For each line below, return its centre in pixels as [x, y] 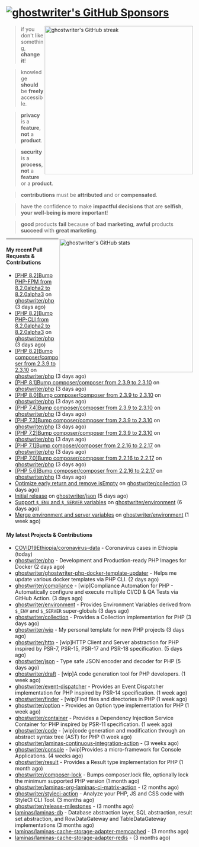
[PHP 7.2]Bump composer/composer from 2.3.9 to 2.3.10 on [87, 433]
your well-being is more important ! [64, 212]
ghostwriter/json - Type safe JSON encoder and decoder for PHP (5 [98, 661]
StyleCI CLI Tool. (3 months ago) [54, 800]
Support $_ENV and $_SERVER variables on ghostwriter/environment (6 [98, 502]
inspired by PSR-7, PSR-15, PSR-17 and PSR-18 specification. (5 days [98, 649]
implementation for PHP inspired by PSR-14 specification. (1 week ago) [101, 693]
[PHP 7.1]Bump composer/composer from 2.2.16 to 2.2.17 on [88, 445]
